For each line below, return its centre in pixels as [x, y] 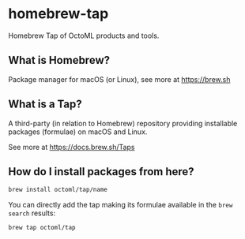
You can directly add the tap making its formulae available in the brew [121, 205]
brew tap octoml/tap [42, 228]
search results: [32, 213]
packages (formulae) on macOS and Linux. [78, 132]
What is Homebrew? [59, 60]
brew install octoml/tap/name [58, 190]
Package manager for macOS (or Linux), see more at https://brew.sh [119, 79]
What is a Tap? [45, 105]
